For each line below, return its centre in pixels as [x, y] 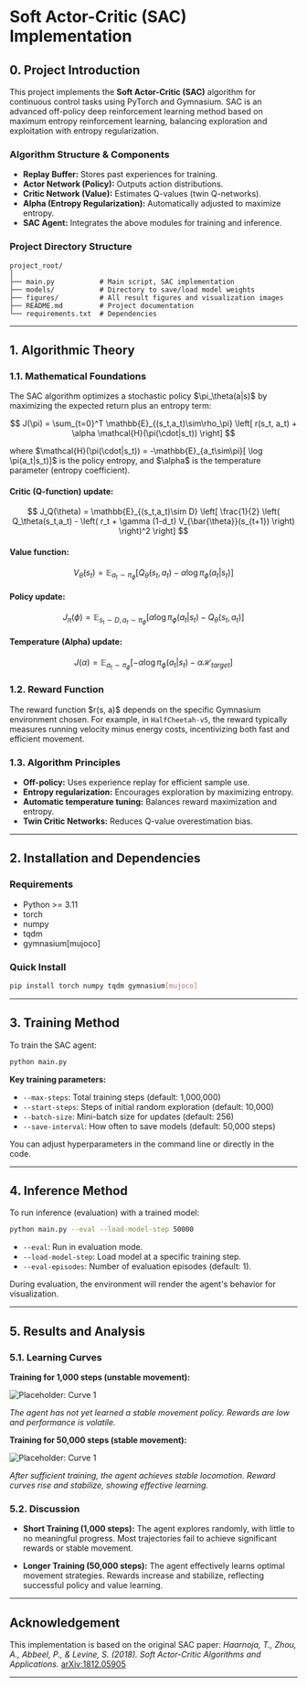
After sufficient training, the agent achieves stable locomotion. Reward [143, 1475]
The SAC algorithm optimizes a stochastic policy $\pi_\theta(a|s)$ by [138, 396]
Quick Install [38, 966]
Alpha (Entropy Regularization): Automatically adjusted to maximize [152, 204]
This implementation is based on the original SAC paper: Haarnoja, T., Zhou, [153, 1645]
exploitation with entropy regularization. [84, 131]
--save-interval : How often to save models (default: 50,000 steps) [149, 1126]
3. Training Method [65, 1023]
